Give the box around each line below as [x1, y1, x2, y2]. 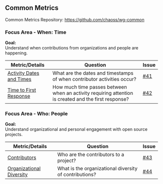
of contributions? [57, 171, 96, 178]
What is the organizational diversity [57, 165, 138, 172]
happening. [5, 50, 28, 56]
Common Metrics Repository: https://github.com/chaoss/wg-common [5, 16, 145, 22]
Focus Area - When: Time [5, 29, 66, 35]
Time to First [7, 87, 36, 93]
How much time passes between [52, 84, 127, 91]
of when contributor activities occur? [52, 76, 137, 83]
